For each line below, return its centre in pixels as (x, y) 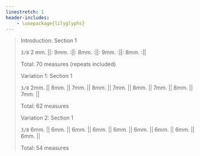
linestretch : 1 (25, 12)
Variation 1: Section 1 (46, 76)
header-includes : (28, 18)
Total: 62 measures (45, 106)
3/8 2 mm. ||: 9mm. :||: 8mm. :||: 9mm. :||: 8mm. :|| (83, 52)
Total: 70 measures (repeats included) (68, 64)
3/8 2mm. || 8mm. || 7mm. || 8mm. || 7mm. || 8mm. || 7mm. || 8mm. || (107, 88)
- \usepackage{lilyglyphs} (51, 23)
